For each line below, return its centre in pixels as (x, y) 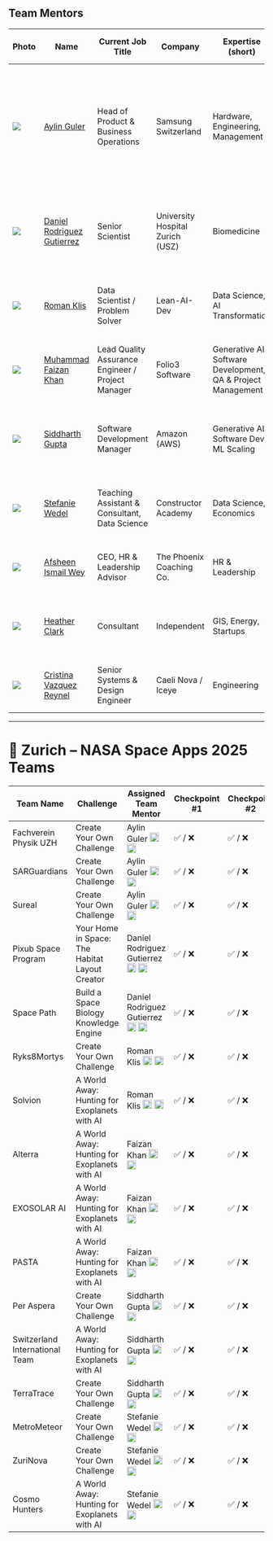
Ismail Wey (64, 571)
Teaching (115, 493)
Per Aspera (34, 1306)
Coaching (174, 567)
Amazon (172, 433)
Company (180, 46)
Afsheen (60, 562)
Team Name (40, 803)
